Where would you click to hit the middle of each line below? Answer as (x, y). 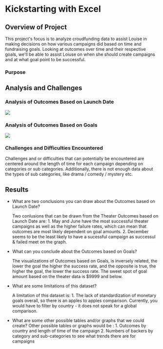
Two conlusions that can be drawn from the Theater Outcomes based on (85, 216)
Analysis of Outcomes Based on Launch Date (60, 102)
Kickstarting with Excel (53, 9)
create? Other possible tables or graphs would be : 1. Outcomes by (79, 326)
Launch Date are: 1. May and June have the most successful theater (80, 221)
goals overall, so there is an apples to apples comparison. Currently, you (85, 301)
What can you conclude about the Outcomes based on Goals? (74, 251)
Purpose (15, 72)
